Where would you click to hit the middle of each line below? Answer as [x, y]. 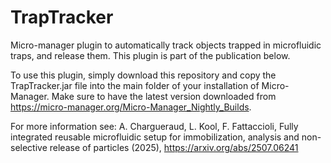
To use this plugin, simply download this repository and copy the [143, 75]
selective [29, 147]
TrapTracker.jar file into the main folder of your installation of [135, 85]
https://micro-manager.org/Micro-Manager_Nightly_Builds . [131, 107]
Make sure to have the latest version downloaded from [164, 96]
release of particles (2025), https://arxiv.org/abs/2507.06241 [174, 147]
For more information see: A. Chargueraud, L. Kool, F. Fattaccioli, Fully [154, 126]
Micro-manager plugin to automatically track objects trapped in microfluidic [166, 45]
